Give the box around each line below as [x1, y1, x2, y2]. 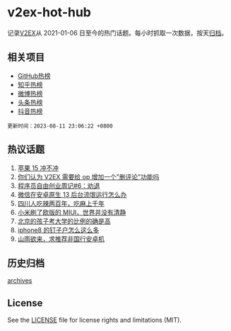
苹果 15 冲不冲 [17, 164, 59, 172]
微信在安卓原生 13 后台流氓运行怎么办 [17, 190, 127, 198]
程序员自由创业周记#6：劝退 [17, 181, 100, 190]
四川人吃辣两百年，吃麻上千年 [17, 199, 105, 208]
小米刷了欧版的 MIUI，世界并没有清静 [17, 208, 126, 216]
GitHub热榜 [17, 72, 51, 80]
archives [7, 276, 32, 285]
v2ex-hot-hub [7, 4, 92, 21]
